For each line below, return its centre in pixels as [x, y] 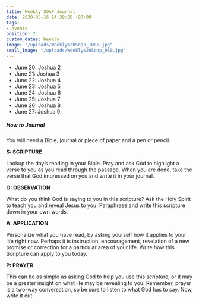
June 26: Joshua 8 [38, 105]
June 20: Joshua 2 [38, 67]
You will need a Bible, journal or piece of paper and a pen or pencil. [88, 140]
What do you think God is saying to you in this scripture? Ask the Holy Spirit [99, 199]
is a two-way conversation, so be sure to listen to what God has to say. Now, [99, 289]
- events [17, 28]
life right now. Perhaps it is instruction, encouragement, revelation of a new [98, 241]
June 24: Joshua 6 [38, 92]
